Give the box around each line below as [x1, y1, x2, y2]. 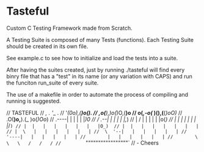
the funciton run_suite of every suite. [6, 79, 99, 86]
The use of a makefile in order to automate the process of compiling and [6, 91, 188, 98]
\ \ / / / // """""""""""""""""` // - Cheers [6, 139, 159, 147]
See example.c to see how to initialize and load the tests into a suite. [6, 54, 178, 61]
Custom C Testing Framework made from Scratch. [6, 24, 133, 32]
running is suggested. [6, 97, 61, 105]
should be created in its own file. [6, 43, 89, 50]
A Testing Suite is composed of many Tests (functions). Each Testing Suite [6, 36, 194, 43]
